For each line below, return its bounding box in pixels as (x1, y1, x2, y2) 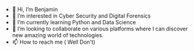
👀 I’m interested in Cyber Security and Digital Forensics (12, 12, 151, 19)
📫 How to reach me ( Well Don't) (12, 38, 96, 46)
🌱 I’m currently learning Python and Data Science (12, 19, 136, 25)
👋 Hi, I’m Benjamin (12, 6, 58, 13)
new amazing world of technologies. (12, 32, 104, 39)
